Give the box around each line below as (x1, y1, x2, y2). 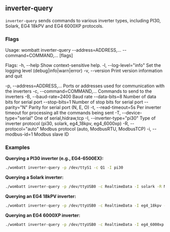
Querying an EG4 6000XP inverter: (5, 212, 80, 218)
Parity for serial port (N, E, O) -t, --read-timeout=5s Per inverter (28, 104, 161, 110)
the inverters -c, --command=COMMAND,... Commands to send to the (5, 88, 152, 94)
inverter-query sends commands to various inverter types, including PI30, (5, 17, 161, 23)
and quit (5, 73, 23, 79)
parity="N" (5, 104, 28, 110)
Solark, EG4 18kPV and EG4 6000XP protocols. (5, 23, 104, 29)
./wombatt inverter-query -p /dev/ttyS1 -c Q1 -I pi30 (5, 165, 123, 170)
